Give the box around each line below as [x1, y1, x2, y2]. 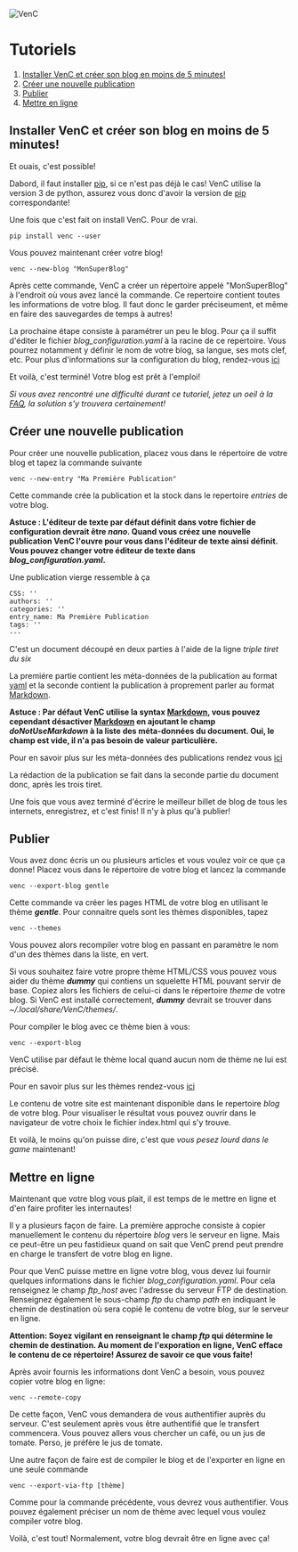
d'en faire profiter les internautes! [9, 1203, 132, 1213]
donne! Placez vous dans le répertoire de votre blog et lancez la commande [9, 864, 286, 875]
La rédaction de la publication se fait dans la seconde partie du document [9, 769, 279, 780]
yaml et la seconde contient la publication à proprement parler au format [9, 680, 275, 690]
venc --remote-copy [9, 1393, 82, 1402]
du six [9, 653, 32, 664]
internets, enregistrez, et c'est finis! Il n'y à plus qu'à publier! [9, 805, 231, 816]
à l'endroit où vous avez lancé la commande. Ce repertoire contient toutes [9, 290, 280, 300]
